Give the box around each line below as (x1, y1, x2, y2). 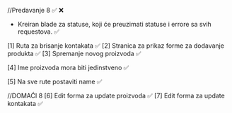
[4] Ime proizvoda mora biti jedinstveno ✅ (7, 63, 129, 72)
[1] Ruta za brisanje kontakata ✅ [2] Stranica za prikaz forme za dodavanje (7, 41, 225, 50)
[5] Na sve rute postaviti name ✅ (7, 77, 103, 86)
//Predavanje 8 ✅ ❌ (7, 6, 64, 14)
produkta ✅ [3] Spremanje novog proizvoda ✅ (7, 49, 141, 58)
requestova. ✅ (17, 27, 60, 36)
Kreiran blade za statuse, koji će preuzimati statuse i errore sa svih (17, 20, 212, 28)
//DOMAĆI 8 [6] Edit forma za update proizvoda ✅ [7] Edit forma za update (7, 91, 225, 100)
